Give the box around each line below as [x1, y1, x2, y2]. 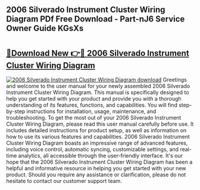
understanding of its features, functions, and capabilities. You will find [6, 101, 177, 108]
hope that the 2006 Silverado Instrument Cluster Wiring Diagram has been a [6, 158, 193, 166]
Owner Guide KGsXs [6, 23, 84, 33]
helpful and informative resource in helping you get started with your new [6, 165, 186, 172]
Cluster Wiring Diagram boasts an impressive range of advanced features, [6, 139, 188, 147]
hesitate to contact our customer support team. [6, 177, 122, 184]
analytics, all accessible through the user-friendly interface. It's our [18, 152, 183, 159]
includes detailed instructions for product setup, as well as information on [6, 127, 187, 133]
